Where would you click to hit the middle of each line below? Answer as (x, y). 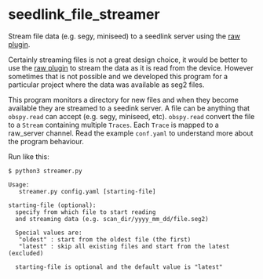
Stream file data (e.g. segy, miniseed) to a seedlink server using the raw (124, 36)
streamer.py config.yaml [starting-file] (87, 191)
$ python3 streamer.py (45, 171)
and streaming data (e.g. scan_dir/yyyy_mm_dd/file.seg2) (112, 219)
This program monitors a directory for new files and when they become (124, 100)
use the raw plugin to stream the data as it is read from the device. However (131, 67)
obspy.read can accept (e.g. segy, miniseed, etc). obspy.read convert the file (131, 116)
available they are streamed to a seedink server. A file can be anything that (129, 108)
